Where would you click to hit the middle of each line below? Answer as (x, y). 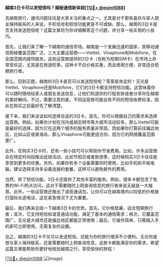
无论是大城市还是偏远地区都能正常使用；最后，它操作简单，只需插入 (86, 220)
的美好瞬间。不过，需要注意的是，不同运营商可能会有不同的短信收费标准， (80, 100)
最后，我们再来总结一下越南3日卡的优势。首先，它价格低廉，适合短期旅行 (79, 208)
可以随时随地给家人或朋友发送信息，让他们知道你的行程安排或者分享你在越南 (82, 94)
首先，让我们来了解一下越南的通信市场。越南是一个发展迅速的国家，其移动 (80, 47)
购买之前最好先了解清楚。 (39, 106)
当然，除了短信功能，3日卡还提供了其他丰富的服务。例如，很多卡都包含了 (79, 179)
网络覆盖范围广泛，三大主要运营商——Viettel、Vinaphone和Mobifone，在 (83, 53)
